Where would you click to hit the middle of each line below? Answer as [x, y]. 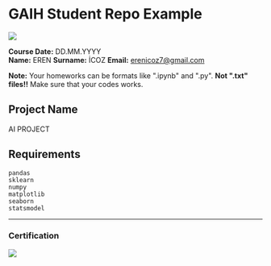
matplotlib [27, 194]
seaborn [21, 201]
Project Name [43, 110]
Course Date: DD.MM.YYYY [55, 51]
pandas [19, 173]
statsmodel [27, 208]
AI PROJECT [29, 129]
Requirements [44, 154]
